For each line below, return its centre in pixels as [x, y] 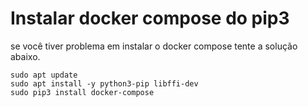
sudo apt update [44, 75]
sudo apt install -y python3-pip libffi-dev [104, 83]
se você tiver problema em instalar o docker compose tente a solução [154, 46]
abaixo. [25, 56]
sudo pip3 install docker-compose [82, 92]
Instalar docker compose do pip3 [150, 18]
